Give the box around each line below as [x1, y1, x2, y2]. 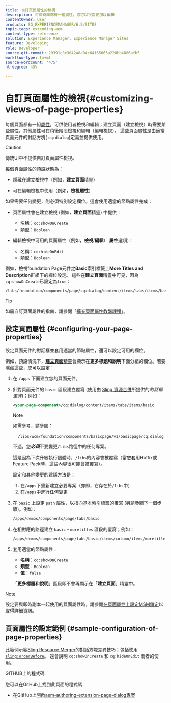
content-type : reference [5, 31, 58, 36]
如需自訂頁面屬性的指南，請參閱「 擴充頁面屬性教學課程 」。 [5, 308, 128, 314]
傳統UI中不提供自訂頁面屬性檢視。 [5, 155, 77, 161]
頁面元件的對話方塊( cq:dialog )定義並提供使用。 [5, 134, 106, 141]
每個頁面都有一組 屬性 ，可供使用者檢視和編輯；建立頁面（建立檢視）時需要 [5, 121, 161, 128]
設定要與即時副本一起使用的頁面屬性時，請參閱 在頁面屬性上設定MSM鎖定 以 [5, 601, 164, 607]
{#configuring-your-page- [46, 325, 133, 333]
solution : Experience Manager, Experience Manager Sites [5, 36, 129, 41]
